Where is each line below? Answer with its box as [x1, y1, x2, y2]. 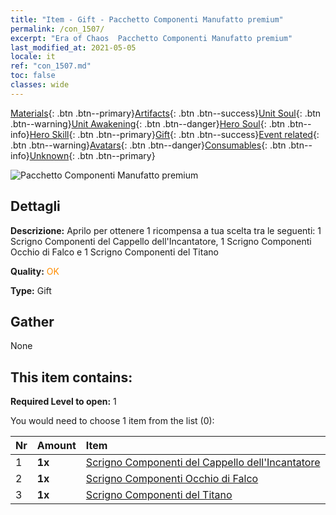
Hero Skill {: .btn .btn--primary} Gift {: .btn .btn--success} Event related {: [29, 128, 320, 140]
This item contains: [10, 369, 133, 386]
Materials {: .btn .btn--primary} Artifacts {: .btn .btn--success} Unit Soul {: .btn [10, 107, 322, 119]
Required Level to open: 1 [10, 396, 117, 408]
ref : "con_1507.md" [10, 61, 92, 71]
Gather [10, 313, 55, 330]
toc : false [10, 71, 56, 81]
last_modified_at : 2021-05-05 [10, 42, 137, 53]
